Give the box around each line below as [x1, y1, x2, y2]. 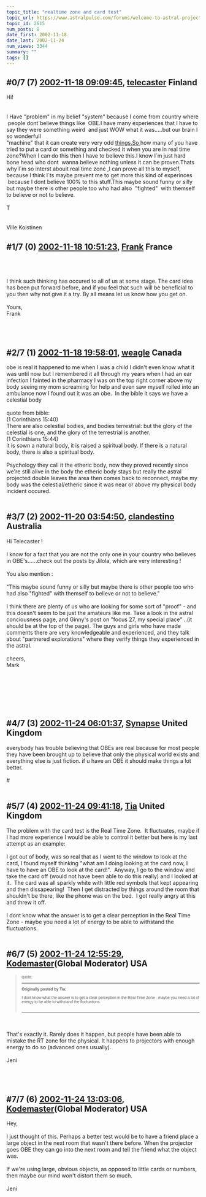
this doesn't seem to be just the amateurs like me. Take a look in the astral [6, 609, 193, 616]
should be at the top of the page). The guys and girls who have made [6, 622, 181, 629]
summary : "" [6, 49, 37, 55]
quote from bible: [6, 409, 50, 417]
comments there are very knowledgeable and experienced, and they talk [6, 629, 190, 636]
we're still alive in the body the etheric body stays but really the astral [6, 468, 182, 475]
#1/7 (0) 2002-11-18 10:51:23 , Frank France [6, 242, 173, 252]
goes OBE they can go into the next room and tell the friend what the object [6, 1146, 197, 1153]
